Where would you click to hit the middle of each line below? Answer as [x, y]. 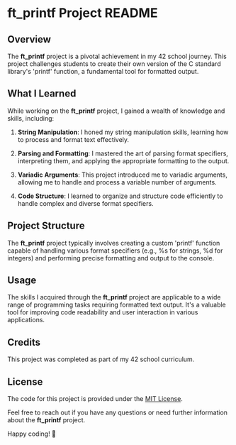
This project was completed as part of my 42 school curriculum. [101, 359]
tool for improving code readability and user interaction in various [103, 312]
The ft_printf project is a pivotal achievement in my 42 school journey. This [117, 56]
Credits [24, 342]
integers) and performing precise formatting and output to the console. [111, 258]
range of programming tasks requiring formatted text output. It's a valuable [117, 305]
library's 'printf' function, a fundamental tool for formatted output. [103, 71]
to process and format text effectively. [73, 139]
